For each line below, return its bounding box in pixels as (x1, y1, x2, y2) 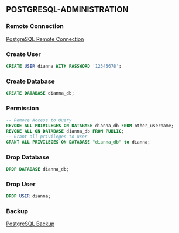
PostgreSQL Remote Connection (6, 35, 84, 43)
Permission (6, 104, 39, 112)
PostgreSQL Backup (6, 220, 54, 227)
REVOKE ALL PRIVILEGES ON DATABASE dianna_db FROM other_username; (6, 123, 174, 129)
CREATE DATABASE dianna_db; (6, 91, 75, 96)
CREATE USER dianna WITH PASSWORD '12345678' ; (6, 63, 122, 69)
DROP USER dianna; (6, 193, 51, 199)
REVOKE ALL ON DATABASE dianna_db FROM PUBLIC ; (6, 128, 125, 134)
